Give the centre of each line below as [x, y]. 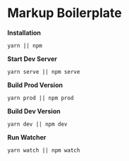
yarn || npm [25, 45]
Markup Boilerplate [64, 13]
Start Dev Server [32, 59]
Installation [24, 33]
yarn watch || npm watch [44, 150]
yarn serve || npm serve [44, 72]
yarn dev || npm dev [38, 124]
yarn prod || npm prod [41, 98]
